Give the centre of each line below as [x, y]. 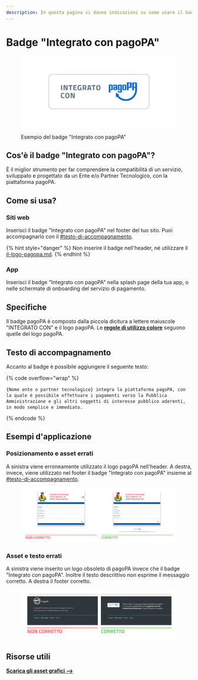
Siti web [18, 217]
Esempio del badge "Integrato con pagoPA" [74, 137]
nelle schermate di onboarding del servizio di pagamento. [76, 288]
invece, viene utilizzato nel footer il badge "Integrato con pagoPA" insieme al [99, 472]
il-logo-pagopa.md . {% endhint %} [48, 254]
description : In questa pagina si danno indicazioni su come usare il [95, 12]
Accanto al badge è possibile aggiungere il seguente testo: [77, 367]
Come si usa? [32, 201]
